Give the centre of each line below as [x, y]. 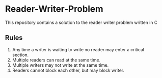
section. [20, 55]
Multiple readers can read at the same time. [56, 60]
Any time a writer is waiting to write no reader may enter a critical [78, 49]
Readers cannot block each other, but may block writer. [68, 70]
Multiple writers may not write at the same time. [60, 65]
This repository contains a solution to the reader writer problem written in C [81, 22]
